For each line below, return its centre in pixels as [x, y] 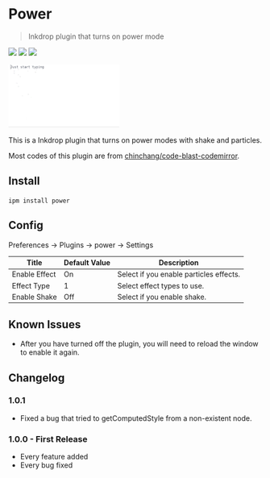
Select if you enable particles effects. [179, 274]
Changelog [37, 378]
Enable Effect [34, 274]
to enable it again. [50, 352]
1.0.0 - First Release [48, 439]
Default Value [87, 263]
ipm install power [39, 201]
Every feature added [54, 457]
